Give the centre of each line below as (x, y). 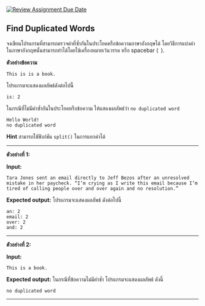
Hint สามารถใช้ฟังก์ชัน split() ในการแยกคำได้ (56, 136)
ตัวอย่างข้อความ (22, 62)
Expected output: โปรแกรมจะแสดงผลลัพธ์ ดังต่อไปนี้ (64, 200)
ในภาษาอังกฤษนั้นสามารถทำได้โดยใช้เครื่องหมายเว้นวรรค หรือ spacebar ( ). (85, 50)
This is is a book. (31, 74)
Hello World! (23, 120)
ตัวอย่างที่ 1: (18, 154)
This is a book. (27, 268)
